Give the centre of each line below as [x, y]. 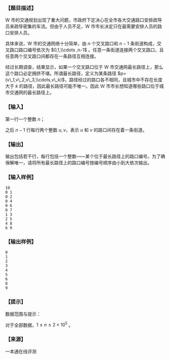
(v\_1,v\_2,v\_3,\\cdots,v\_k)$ [35, 80]
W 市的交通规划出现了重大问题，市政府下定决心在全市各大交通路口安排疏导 [84, 20]
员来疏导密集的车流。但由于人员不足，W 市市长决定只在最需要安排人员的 [81, 26]
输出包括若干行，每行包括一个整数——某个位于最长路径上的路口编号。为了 [83, 156]
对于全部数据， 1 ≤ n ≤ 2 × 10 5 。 [39, 324]
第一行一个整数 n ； [25, 119]
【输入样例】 [21, 177]
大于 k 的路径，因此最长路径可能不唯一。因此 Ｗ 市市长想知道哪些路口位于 [82, 86]
